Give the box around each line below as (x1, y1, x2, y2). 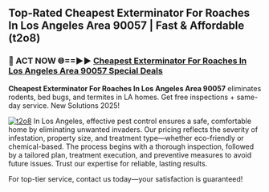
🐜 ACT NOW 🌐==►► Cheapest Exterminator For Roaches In (8, 55, 247, 66)
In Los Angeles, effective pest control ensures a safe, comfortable (33, 116, 251, 126)
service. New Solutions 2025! (22, 100, 120, 110)
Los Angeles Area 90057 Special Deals (8, 66, 163, 77)
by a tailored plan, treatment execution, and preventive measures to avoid (8, 150, 251, 159)
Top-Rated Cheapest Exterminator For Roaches (8, 6, 251, 20)
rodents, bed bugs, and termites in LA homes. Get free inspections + (8, 92, 235, 102)
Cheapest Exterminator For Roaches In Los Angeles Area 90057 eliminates (8, 83, 262, 93)
